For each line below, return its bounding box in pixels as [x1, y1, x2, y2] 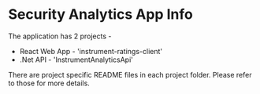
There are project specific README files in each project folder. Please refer [8, 70, 252, 79]
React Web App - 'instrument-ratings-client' [19, 46, 163, 56]
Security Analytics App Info [8, 5, 193, 23]
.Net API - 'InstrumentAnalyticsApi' [19, 55, 134, 64]
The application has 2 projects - [8, 31, 112, 41]
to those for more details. [8, 78, 91, 88]
